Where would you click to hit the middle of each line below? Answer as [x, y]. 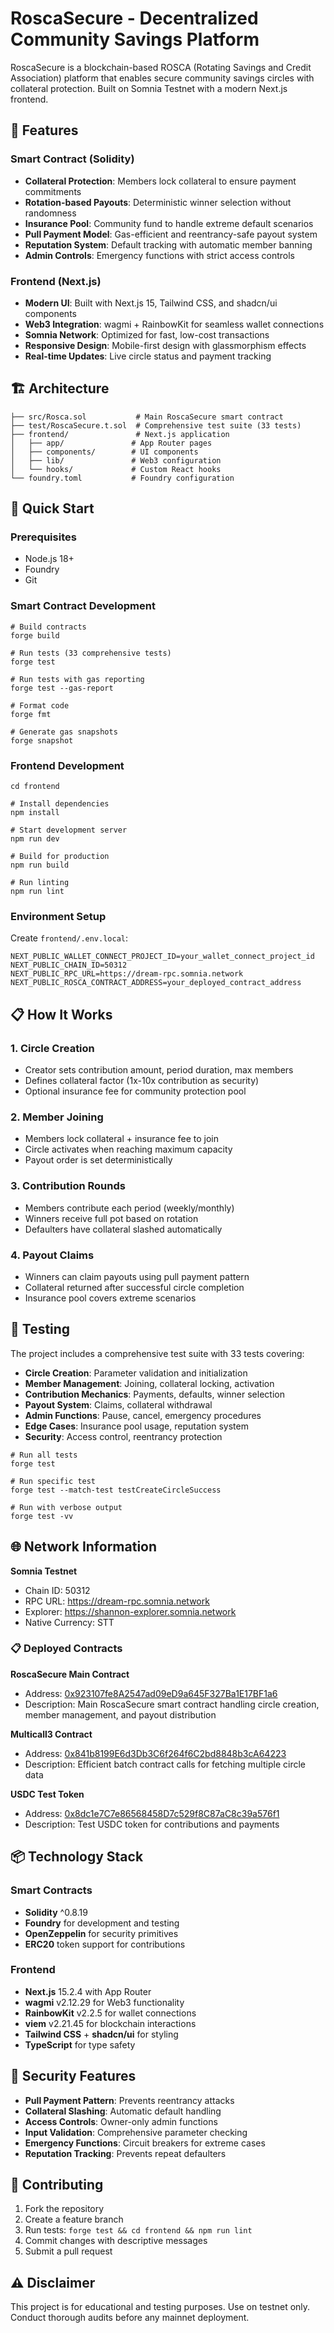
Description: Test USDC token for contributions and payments [152, 1824]
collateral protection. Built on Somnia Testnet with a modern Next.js [149, 88]
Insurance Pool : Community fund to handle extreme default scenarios [169, 223]
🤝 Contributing [57, 2185]
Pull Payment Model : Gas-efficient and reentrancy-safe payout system [171, 234]
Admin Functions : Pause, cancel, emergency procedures [143, 1415]
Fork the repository [64, 2209]
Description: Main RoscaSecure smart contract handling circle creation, [172, 1704]
